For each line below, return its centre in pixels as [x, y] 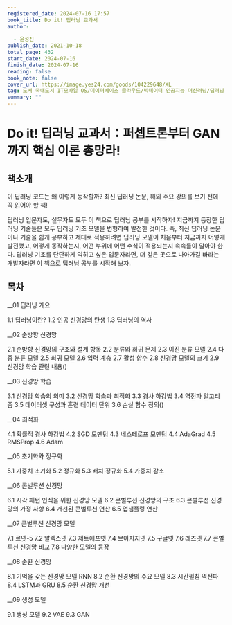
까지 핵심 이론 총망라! [64, 151]
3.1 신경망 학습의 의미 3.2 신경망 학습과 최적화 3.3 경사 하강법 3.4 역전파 [105, 396]
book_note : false [32, 78]
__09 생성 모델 [27, 599]
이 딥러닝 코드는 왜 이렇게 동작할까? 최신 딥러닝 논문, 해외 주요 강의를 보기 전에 [113, 197]
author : [18, 26]
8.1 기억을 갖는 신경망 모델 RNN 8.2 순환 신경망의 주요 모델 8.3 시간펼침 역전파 [113, 576]
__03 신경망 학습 [29, 381]
